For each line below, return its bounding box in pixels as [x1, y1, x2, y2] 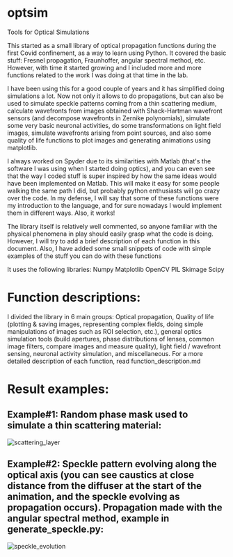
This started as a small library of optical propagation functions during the [7, 41, 217, 49]
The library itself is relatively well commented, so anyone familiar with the [7, 222, 218, 230]
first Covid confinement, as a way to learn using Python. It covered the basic [7, 49, 227, 57]
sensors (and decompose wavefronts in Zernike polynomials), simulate [7, 113, 211, 122]
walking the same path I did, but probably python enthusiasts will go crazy [7, 186, 220, 195]
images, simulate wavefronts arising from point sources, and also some [7, 129, 211, 137]
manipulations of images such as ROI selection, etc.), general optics [7, 327, 202, 335]
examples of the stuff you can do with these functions [7, 252, 162, 260]
